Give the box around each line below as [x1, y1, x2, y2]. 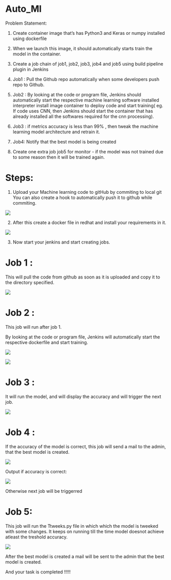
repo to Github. [12, 82, 45, 88]
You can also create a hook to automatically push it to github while [12, 194, 153, 201]
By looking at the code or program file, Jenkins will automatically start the [5, 334, 160, 340]
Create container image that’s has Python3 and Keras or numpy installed [12, 30, 165, 36]
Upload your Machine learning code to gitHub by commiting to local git [12, 189, 162, 195]
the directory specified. [5, 279, 55, 285]
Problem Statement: [5, 20, 47, 26]
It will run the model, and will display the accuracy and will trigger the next [5, 393, 161, 399]
